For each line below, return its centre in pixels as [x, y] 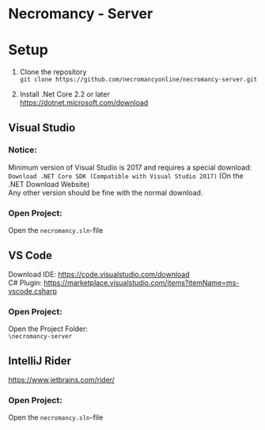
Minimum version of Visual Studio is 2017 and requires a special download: [130, 167]
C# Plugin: [25, 283]
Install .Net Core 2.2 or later [65, 94]
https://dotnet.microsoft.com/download [84, 103]
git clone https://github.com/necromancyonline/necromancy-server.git [138, 80]
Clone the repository [53, 72]
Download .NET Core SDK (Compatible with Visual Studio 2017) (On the [126, 176]
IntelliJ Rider [40, 361]
